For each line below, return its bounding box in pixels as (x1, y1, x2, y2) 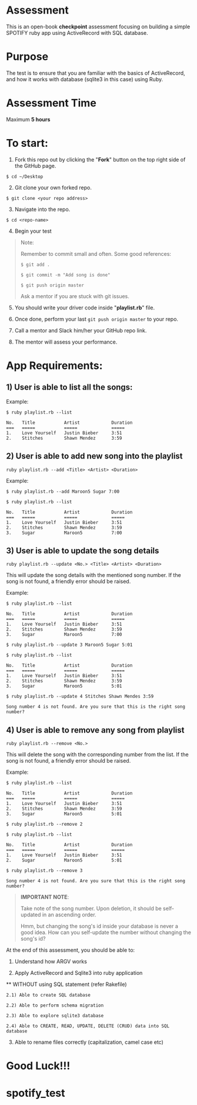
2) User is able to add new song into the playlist (6, 451, 183, 461)
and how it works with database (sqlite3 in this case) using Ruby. (6, 75, 163, 83)
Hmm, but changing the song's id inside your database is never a (20, 923, 178, 930)
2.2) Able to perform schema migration (6, 1002, 104, 1008)
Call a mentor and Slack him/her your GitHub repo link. (14, 326, 147, 334)
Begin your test (14, 227, 52, 235)
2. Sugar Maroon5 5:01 (6, 857, 122, 863)
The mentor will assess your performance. (14, 338, 118, 345)
